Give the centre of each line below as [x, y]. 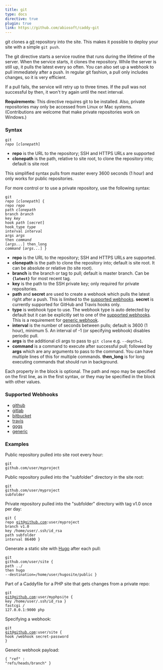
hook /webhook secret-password [37, 637]
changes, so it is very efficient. [36, 77]
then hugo [15, 570]
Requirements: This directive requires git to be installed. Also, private [75, 102]
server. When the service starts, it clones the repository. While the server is [81, 62]
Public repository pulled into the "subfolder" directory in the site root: [74, 477]
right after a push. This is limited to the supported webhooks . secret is [83, 299]
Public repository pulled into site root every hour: [54, 455]
